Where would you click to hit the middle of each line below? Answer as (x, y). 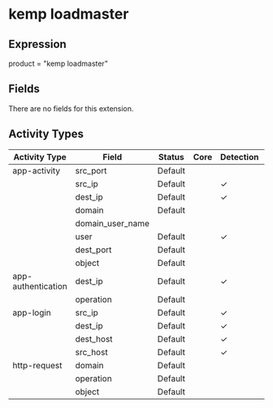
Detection (240, 157)
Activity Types (46, 134)
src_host (91, 352)
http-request (37, 365)
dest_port (93, 250)
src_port (91, 170)
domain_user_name (113, 223)
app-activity (37, 170)
